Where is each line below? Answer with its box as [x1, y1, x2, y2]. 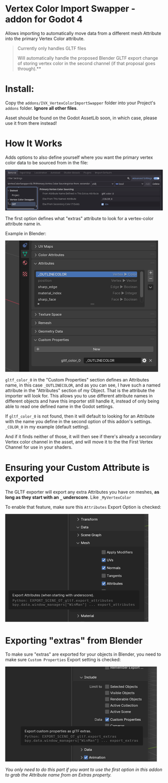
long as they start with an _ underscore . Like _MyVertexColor [5, 494, 131, 500]
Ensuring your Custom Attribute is [5, 462, 150, 473]
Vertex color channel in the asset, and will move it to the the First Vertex [5, 439, 153, 445]
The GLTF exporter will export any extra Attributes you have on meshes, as [5, 489, 159, 495]
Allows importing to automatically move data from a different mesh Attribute [5, 30, 161, 36]
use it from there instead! [5, 120, 57, 126]
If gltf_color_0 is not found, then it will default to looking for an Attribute [5, 413, 155, 419]
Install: [5, 83, 34, 95]
